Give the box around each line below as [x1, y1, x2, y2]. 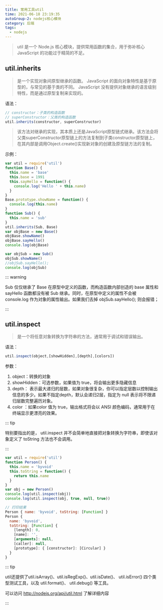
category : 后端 [5, 20, 35, 26]
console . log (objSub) [5, 265, 47, 270]
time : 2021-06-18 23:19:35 [5, 12, 60, 17]
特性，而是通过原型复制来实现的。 [17, 90, 86, 96]
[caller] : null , [14, 541, 47, 546]
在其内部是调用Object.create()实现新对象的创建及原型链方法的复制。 [17, 141, 155, 147]
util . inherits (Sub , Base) [5, 224, 58, 229]
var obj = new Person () [5, 487, 54, 492]
